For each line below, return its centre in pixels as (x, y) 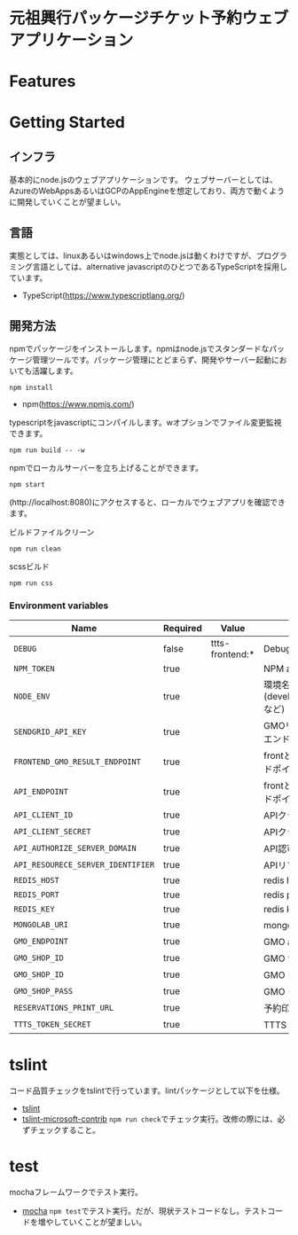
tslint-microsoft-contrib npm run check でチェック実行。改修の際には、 (149, 1119)
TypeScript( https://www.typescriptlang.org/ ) (103, 296)
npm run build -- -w (47, 450)
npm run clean (35, 549)
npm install (31, 387)
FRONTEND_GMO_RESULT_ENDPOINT (78, 762)
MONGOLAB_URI (41, 925)
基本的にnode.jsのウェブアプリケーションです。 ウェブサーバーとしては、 (143, 180)
